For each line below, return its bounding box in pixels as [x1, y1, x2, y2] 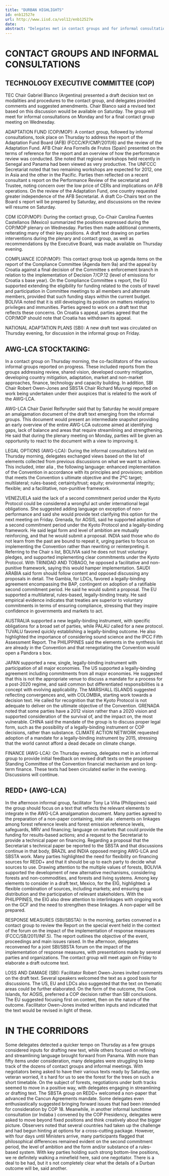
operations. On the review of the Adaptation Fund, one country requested [5, 188, 157, 194]
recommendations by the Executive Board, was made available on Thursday [5, 241, 162, 247]
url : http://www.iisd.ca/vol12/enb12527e [5, 17, 94, 22]
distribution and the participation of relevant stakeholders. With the [5, 891, 144, 897]
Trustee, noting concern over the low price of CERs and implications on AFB [5, 183, 163, 189]
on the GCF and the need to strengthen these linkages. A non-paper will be [5, 901, 161, 908]
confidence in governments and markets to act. [5, 608, 104, 614]
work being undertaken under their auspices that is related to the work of [5, 390, 157, 396]
